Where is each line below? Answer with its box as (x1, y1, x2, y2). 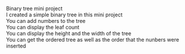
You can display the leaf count (6, 23, 80, 31)
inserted (6, 42, 26, 49)
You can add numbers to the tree (6, 18, 86, 24)
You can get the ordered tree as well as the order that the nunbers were (6, 36, 179, 43)
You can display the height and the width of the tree (6, 30, 132, 37)
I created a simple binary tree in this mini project (6, 11, 123, 18)
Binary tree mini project (6, 5, 63, 12)
